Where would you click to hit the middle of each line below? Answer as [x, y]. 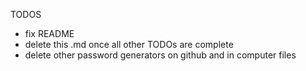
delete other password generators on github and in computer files [160, 55]
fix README [49, 33]
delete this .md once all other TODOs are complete [129, 44]
